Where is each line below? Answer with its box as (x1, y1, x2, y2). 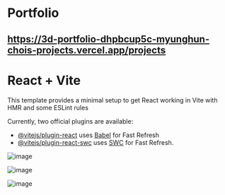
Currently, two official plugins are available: (7, 117, 134, 125)
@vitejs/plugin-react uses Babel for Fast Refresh (17, 131, 160, 139)
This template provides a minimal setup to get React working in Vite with (7, 95, 218, 104)
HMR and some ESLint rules (7, 103, 88, 112)
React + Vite (7, 72, 81, 88)
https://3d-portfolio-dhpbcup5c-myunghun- (7, 33, 210, 45)
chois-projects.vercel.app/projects (7, 44, 166, 56)
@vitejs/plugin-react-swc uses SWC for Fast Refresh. (17, 138, 174, 146)
